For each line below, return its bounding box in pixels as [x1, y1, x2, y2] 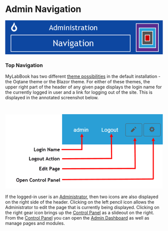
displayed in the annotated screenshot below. [5, 94, 99, 100]
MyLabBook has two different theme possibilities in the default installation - [5, 73, 161, 79]
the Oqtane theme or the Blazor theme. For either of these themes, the [5, 78, 150, 84]
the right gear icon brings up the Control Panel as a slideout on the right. [5, 210, 154, 216]
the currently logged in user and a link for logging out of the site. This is [5, 89, 152, 95]
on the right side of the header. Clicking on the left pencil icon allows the [5, 199, 154, 205]
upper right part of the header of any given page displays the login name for [5, 84, 162, 90]
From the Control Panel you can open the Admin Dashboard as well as [5, 215, 149, 221]
